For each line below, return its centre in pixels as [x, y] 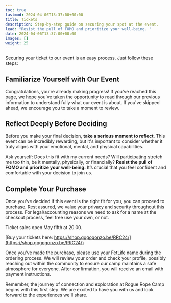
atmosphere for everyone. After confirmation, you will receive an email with [84, 269]
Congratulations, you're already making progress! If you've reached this [81, 91]
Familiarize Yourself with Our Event [63, 79]
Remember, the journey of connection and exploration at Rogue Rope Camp [85, 284]
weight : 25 [17, 43]
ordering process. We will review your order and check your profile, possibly [86, 258]
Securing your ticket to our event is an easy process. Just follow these [79, 58]
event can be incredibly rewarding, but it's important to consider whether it [84, 141]
